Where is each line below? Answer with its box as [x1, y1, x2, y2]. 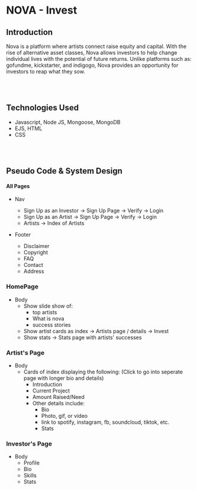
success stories [32, 321, 71, 328]
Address [23, 267, 44, 275]
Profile [23, 459, 40, 466]
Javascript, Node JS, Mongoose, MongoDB [14, 118, 121, 125]
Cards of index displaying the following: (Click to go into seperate [23, 368, 183, 375]
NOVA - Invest [6, 4, 77, 17]
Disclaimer [23, 243, 50, 250]
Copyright [23, 249, 49, 256]
